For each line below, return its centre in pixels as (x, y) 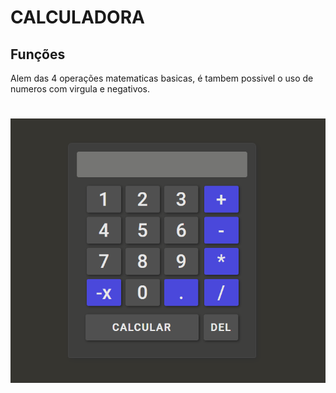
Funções (38, 54)
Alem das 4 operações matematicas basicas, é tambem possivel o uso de (162, 78)
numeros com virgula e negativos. (80, 89)
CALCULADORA (77, 17)
